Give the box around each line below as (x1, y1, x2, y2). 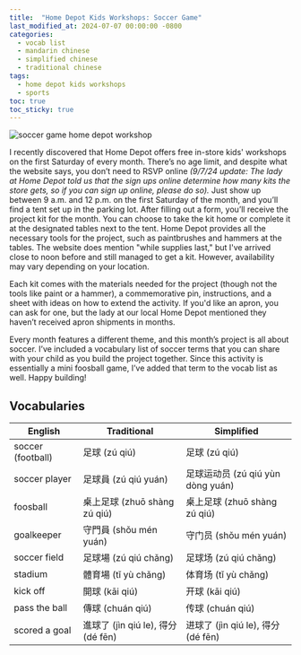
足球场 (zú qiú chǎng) (185, 552, 277, 564)
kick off (13, 585, 46, 598)
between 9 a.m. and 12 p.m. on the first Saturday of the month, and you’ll (9, 195, 279, 205)
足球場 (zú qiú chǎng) (82, 552, 175, 564)
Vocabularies (9, 398, 85, 414)
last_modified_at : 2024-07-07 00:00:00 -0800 (9, 22, 182, 31)
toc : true (9, 96, 47, 106)
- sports (17, 88, 50, 97)
